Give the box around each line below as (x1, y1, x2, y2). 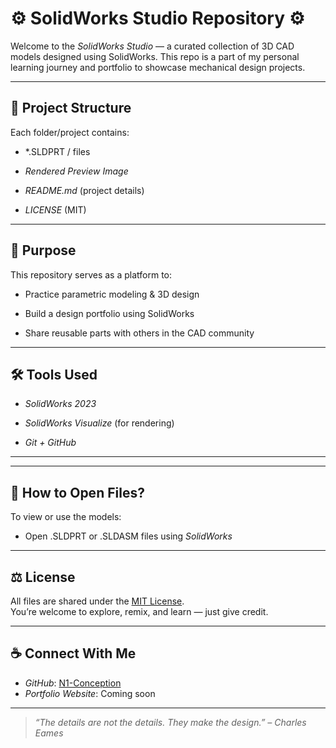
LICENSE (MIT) (24, 203, 87, 216)
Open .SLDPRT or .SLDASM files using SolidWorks (24, 530, 233, 542)
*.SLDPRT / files (24, 145, 91, 157)
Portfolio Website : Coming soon (24, 687, 156, 699)
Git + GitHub (24, 437, 77, 449)
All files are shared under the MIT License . (10, 595, 185, 607)
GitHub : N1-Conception (24, 677, 122, 689)
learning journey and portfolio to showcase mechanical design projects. (10, 61, 306, 73)
